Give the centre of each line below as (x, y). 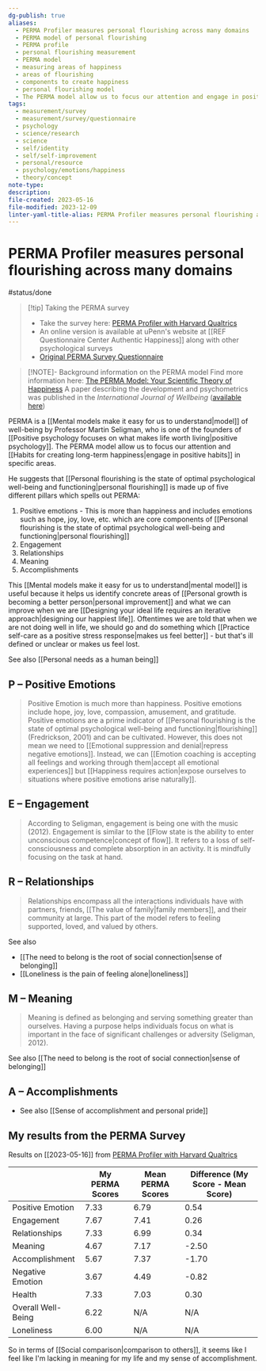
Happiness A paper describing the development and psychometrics (138, 389)
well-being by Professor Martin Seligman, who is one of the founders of (125, 430)
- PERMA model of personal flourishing (81, 38)
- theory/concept (44, 178)
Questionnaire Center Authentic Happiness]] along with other (139, 340)
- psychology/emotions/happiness (70, 170)
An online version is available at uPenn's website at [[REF (133, 332)
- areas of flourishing (54, 74)
